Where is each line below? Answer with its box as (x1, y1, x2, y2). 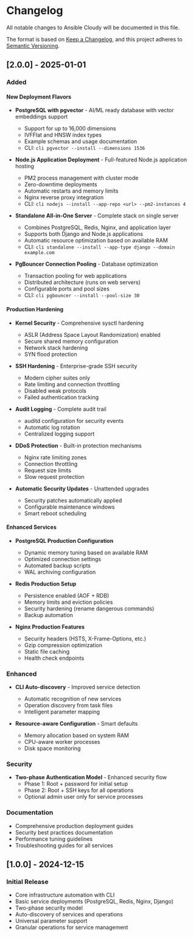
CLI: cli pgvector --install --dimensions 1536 (24, 144, 145, 152)
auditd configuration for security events (24, 417, 124, 424)
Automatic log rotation (24, 423, 80, 431)
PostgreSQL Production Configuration (15, 537, 114, 544)
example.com (24, 250, 55, 256)
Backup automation (24, 611, 73, 618)
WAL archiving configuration (24, 568, 96, 576)
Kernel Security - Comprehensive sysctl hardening (15, 319, 144, 327)
